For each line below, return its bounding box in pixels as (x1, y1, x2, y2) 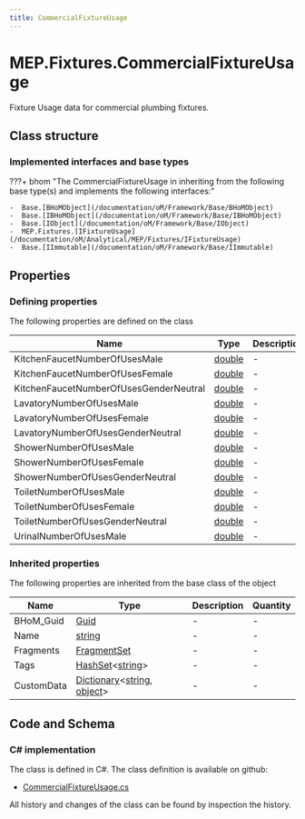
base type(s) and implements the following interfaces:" (9, 185, 215, 196)
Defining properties (9, 295, 98, 307)
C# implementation (9, 743, 96, 755)
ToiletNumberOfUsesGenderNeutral (14, 514, 168, 527)
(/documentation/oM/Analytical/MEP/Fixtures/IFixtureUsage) (9, 235, 242, 245)
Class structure (9, 128, 99, 144)
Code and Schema (9, 715, 115, 732)
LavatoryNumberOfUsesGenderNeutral (14, 426, 182, 439)
